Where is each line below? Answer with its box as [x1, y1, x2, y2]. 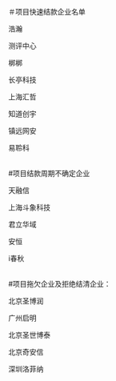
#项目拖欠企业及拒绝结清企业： [8, 279, 111, 288]
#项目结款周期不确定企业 [8, 169, 90, 178]
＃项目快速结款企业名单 [8, 7, 86, 16]
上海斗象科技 [8, 203, 50, 212]
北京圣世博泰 [8, 331, 50, 339]
